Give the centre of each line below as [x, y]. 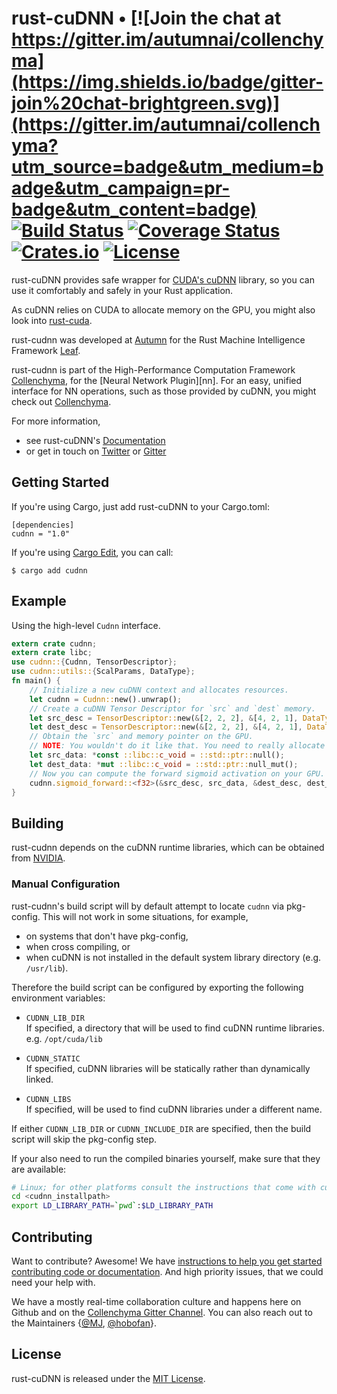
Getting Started [60, 482]
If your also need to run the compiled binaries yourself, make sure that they [166, 1158]
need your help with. [53, 1282]
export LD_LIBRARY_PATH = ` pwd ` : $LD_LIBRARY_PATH [112, 1206]
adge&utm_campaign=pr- [121, 188]
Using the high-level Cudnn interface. [86, 625]
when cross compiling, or [78, 946]
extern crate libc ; [52, 653]
